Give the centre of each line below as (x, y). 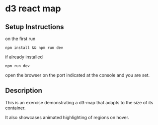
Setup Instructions (35, 27)
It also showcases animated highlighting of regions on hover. (67, 117)
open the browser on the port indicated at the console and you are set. (78, 75)
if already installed (24, 57)
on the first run (20, 39)
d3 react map (33, 9)
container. (15, 108)
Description (24, 91)
